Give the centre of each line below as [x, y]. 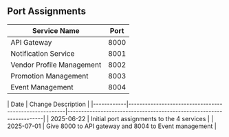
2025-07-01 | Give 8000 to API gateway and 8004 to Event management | [112, 126]
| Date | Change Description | [48, 104]
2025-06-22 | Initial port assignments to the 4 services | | [132, 118]
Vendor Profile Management [56, 65]
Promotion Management [50, 76]
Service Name [56, 30]
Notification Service [43, 53]
